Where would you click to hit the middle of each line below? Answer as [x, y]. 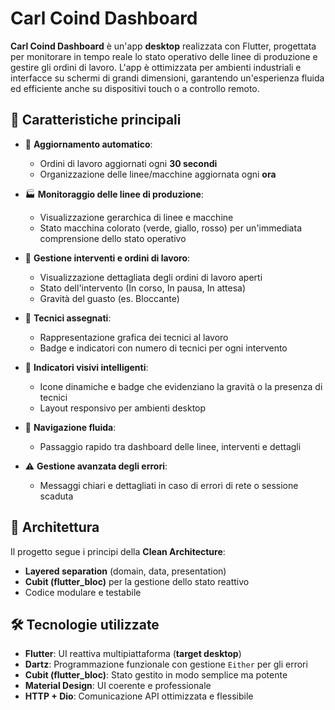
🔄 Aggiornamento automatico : [88, 144]
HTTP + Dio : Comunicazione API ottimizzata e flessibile [139, 696]
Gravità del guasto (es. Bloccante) [109, 298]
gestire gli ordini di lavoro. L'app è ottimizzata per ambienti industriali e [156, 67]
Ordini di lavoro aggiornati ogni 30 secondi [128, 163]
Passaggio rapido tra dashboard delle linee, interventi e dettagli [170, 446]
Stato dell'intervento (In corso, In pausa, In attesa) [143, 288]
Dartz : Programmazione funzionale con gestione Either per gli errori [166, 664]
